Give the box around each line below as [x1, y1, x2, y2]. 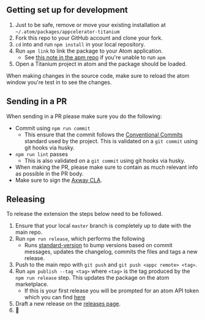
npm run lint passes [15, 150, 69, 158]
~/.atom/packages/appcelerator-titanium [15, 29, 120, 35]
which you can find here [24, 294, 86, 301]
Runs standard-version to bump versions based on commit [24, 242, 173, 249]
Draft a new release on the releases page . [15, 300, 121, 308]
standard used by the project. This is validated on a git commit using [24, 137, 198, 144]
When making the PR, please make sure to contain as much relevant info [15, 163, 198, 171]
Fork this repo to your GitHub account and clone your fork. [15, 34, 163, 42]
